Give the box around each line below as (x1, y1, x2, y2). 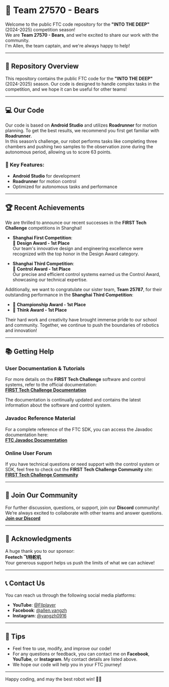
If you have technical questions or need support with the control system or (5, 461, 160, 467)
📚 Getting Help (5, 348, 54, 356)
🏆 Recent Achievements (5, 204, 85, 212)
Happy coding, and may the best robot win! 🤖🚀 (5, 676, 102, 682)
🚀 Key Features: (5, 161, 45, 168)
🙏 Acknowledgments (5, 535, 72, 543)
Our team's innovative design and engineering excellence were (12, 245, 143, 251)
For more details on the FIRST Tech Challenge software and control (5, 376, 146, 382)
